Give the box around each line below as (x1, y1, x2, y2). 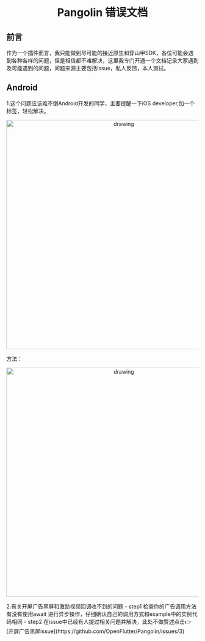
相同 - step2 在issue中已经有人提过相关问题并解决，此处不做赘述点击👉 (11, 618, 192, 625)
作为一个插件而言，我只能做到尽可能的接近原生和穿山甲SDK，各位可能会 (6, 50, 189, 56)
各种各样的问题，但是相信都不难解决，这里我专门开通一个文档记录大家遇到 (11, 57, 199, 64)
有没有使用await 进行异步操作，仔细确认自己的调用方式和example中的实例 (6, 610, 192, 618)
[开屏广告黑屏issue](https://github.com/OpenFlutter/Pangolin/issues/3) (6, 628, 185, 635)
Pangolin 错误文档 (57, 6, 148, 20)
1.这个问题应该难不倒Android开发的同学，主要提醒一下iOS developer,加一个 (6, 99, 195, 107)
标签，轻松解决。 (6, 107, 49, 114)
